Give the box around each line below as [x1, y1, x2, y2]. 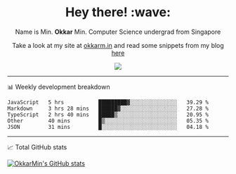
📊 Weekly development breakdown [7, 82, 110, 91]
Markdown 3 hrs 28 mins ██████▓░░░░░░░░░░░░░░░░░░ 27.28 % [7, 105, 209, 112]
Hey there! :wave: [65, 4, 171, 20]
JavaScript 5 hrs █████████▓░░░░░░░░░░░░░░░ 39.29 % [7, 99, 209, 106]
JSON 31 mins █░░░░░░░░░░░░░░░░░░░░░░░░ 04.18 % [7, 123, 209, 130]
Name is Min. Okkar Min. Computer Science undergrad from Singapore [15, 27, 221, 36]
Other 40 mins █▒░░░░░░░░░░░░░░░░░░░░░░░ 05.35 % [7, 117, 209, 124]
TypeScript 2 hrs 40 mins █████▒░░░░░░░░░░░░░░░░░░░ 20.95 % [7, 111, 209, 118]
